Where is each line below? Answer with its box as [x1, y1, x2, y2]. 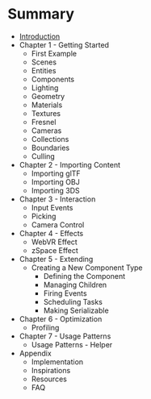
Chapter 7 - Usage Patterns [19, 331, 111, 341]
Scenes [31, 57, 57, 67]
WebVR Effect [31, 237, 78, 247]
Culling [31, 151, 56, 161]
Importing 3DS [31, 185, 80, 195]
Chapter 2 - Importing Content [19, 160, 120, 169]
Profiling [31, 322, 60, 332]
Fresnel [31, 117, 57, 127]
